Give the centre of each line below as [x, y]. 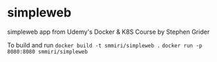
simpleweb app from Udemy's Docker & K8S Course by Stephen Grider [108, 32]
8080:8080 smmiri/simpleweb [48, 52]
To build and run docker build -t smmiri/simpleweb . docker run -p [105, 45]
